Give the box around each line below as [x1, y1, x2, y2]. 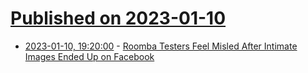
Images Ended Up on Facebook [24, 50, 155, 62]
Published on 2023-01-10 [10, 7, 227, 30]
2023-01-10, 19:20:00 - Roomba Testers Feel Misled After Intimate [24, 40, 298, 52]
